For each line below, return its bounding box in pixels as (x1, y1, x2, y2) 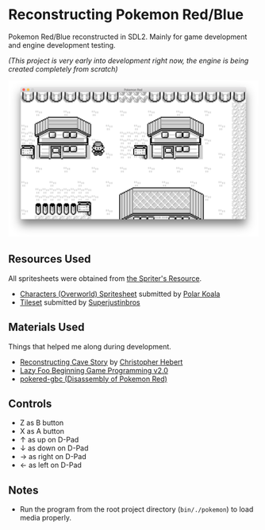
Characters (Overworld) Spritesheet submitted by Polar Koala (19, 289, 221, 298)
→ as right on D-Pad (19, 452, 86, 462)
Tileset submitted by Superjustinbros (19, 297, 140, 307)
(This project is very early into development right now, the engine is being (8, 56, 249, 65)
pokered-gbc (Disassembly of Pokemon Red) (19, 374, 168, 384)
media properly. (19, 513, 71, 523)
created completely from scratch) (8, 64, 118, 73)
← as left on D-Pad (19, 460, 82, 470)
